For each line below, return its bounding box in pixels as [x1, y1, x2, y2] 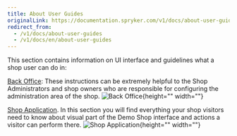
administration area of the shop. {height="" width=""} [7, 92, 204, 101]
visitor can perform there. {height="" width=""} [7, 120, 201, 129]
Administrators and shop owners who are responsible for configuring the [7, 85, 219, 93]
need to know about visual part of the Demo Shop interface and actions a [7, 113, 221, 122]
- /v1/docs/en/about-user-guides [13, 37, 112, 44]
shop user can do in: [7, 63, 67, 72]
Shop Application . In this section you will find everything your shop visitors [7, 106, 224, 114]
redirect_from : [7, 23, 52, 30]
